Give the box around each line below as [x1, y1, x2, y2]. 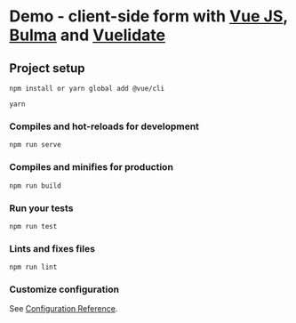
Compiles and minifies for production [9, 161, 173, 174]
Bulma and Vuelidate [9, 25, 166, 45]
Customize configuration [9, 283, 120, 295]
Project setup [9, 61, 86, 76]
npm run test [9, 222, 58, 230]
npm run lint [9, 262, 58, 272]
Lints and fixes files [9, 242, 96, 254]
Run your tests [9, 202, 74, 214]
